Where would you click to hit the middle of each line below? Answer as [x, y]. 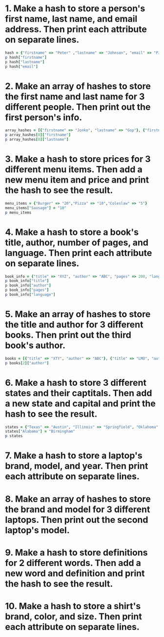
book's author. [35, 345]
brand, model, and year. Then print [77, 466]
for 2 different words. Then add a [73, 563]
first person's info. [44, 117]
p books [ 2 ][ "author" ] [27, 363]
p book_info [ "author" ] [28, 285]
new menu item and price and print [77, 180]
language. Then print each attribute [79, 253]
